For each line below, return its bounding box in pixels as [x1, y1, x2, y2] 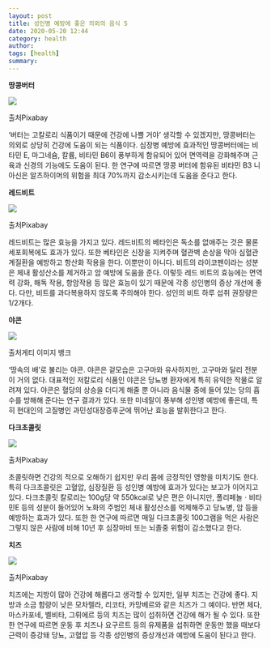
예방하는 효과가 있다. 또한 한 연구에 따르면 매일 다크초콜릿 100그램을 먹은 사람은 [8, 512, 260, 522]
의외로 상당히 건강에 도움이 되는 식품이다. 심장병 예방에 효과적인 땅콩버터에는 [8, 139, 251, 150]
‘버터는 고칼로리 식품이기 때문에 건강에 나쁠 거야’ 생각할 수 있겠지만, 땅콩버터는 [8, 130, 256, 139]
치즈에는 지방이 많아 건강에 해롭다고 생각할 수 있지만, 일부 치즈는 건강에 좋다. [8, 589, 250, 599]
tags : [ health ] [8, 49, 60, 58]
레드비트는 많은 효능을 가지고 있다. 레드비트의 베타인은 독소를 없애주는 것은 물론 [8, 237, 259, 247]
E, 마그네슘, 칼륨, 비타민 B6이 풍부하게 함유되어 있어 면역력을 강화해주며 [23, 150, 251, 160]
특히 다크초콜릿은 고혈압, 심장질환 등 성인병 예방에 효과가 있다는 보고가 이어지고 [8, 482, 259, 492]
